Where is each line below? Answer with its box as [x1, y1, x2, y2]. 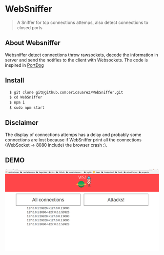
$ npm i [9, 100, 25, 105]
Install [5, 77, 24, 85]
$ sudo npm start [9, 105, 45, 110]
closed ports [17, 24, 42, 30]
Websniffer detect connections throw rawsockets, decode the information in [5, 52, 159, 58]
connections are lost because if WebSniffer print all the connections [5, 137, 142, 142]
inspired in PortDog [5, 62, 44, 68]
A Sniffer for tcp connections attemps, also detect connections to [17, 20, 149, 25]
